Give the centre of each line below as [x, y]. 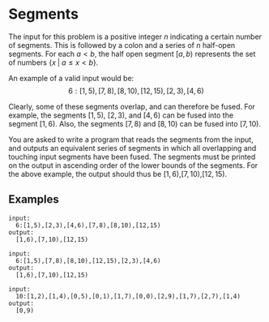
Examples [34, 200]
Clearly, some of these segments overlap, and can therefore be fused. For [132, 106]
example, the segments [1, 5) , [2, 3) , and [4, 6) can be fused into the [121, 115]
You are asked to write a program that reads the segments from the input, [131, 140]
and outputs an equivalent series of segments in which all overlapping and [132, 148]
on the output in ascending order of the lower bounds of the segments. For [133, 165]
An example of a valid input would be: [71, 78]
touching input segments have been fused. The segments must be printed [132, 157]
